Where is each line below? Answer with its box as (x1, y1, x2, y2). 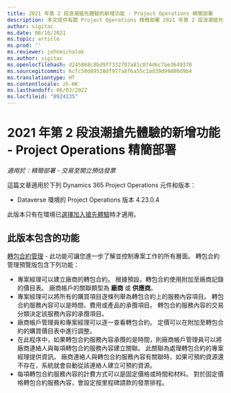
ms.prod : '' (7, 42, 41, 49)
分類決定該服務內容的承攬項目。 (16, 309, 108, 317)
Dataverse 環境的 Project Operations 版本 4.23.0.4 (16, 195, 160, 204)
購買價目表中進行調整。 (29, 326, 96, 334)
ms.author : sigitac (7, 55, 63, 62)
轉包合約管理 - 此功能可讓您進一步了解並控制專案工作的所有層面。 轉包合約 (7, 252, 220, 260)
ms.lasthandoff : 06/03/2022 (7, 87, 88, 94)
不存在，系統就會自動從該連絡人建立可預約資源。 (16, 361, 156, 369)
